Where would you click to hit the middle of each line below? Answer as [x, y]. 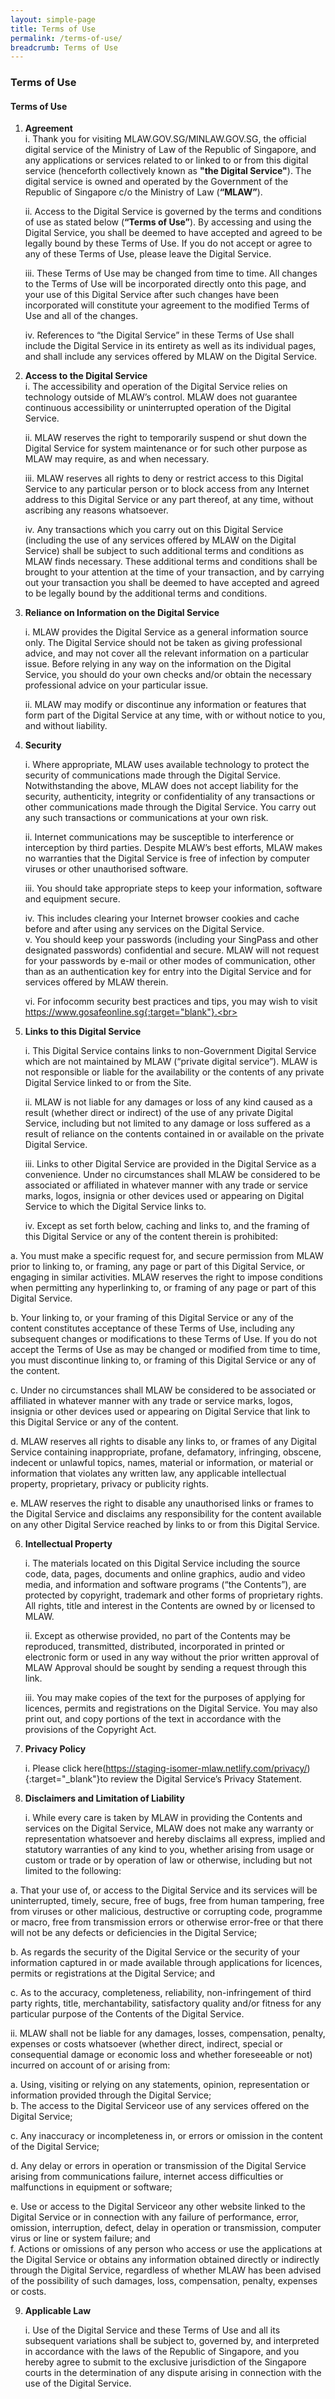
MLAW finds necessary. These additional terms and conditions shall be [171, 562]
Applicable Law [58, 2311]
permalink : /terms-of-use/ [66, 38]
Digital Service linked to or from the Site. [108, 1083]
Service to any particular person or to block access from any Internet [167, 489]
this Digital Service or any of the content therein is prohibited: [151, 1237]
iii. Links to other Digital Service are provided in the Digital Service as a [170, 1164]
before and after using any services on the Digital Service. [144, 929]
